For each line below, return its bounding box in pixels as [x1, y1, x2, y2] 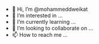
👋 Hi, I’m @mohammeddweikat [11, 6, 88, 12]
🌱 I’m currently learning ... [11, 18, 76, 25]
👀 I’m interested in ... [11, 12, 63, 19]
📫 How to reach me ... [11, 32, 68, 38]
